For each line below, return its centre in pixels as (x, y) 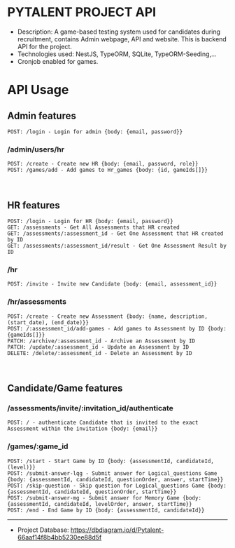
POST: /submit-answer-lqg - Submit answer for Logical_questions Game (112, 473)
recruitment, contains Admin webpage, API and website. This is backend (122, 39)
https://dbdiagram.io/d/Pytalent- (117, 530)
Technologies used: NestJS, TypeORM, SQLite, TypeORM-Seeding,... (117, 54)
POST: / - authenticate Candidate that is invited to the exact (103, 423)
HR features (34, 205)
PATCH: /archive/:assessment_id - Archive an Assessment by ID (101, 341)
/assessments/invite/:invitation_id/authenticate (90, 408)
